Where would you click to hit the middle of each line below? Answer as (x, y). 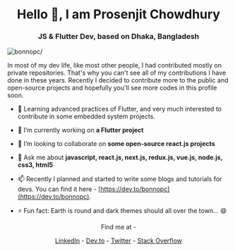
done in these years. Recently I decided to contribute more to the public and (118, 80)
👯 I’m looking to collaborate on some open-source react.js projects (116, 144)
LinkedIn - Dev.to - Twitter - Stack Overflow (119, 241)
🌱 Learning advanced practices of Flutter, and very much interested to (120, 109)
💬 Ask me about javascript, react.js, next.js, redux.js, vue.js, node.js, (120, 157)
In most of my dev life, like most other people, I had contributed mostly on (115, 66)
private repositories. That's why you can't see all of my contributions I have (117, 73)
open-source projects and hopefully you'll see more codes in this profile (112, 88)
